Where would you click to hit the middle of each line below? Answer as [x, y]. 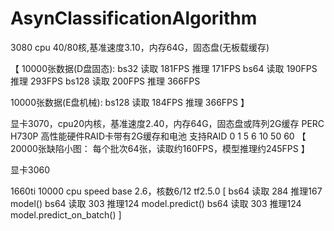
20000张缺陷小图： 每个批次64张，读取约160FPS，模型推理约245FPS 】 [160, 148]
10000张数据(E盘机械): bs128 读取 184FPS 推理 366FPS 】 [130, 102]
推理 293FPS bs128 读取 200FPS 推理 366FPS [105, 81]
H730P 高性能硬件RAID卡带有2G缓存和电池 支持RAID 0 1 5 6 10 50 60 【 [158, 136]
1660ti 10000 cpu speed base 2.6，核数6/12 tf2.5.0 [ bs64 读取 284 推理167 [166, 191]
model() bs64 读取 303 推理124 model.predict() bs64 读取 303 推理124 [156, 203]
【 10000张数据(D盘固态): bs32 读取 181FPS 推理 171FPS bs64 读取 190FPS [164, 68]
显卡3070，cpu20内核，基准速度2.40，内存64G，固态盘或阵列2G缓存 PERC [167, 123]
